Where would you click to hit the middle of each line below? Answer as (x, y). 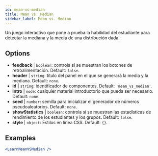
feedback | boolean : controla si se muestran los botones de (72, 65)
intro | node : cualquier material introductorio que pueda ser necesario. (83, 91)
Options (18, 53)
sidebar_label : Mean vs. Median (38, 19)
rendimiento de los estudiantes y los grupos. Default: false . (72, 117)
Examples (20, 138)
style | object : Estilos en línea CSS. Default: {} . (60, 123)
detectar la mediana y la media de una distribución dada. (63, 38)
